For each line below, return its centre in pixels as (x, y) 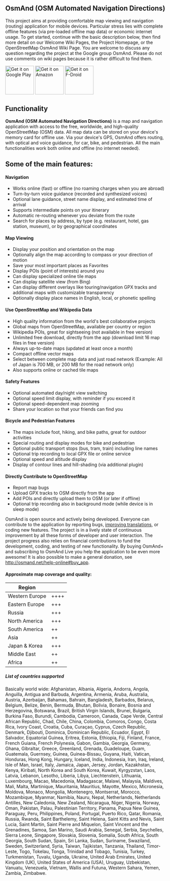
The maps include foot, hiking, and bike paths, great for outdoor (79, 432)
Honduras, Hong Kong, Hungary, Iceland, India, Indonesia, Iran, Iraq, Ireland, (85, 760)
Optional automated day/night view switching (60, 393)
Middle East (22, 654)
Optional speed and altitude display (50, 459)
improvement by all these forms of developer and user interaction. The (79, 535)
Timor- (154, 846)
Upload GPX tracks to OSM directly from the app (63, 493)
